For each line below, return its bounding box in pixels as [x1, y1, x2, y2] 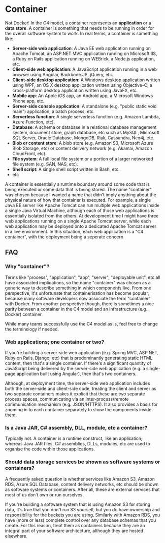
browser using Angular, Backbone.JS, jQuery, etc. [12, 71, 113, 77]
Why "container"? [5, 263, 50, 270]
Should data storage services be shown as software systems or [5, 458, 161, 465]
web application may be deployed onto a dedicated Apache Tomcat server [5, 223, 157, 229]
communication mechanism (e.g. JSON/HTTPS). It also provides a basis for [5, 401, 158, 407]
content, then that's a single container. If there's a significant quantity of [5, 360, 152, 366]
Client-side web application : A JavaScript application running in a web [12, 66, 157, 72]
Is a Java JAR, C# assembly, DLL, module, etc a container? [5, 424, 148, 431]
